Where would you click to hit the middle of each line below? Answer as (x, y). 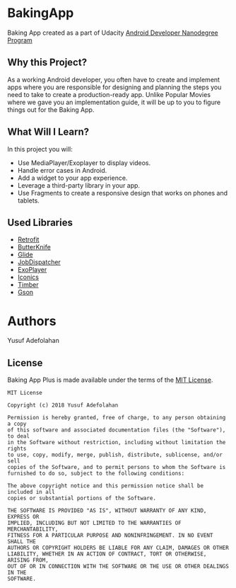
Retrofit (28, 239)
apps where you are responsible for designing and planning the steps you (114, 87)
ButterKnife (34, 247)
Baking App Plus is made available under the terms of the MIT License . (110, 380)
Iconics (28, 277)
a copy (17, 424)
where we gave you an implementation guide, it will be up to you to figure (114, 102)
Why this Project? (47, 63)
